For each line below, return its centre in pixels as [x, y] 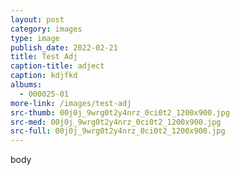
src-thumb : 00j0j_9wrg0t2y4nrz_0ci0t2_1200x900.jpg [120, 112]
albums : [26, 85]
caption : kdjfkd [44, 76]
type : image [35, 38]
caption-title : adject [57, 66]
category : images [46, 29]
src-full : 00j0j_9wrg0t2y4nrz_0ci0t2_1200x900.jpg [118, 131]
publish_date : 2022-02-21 [64, 47]
